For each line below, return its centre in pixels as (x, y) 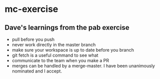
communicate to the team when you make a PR (60, 60)
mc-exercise (31, 9)
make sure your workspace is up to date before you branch (73, 50)
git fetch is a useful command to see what (55, 55)
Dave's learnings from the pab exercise (67, 28)
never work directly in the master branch (54, 45)
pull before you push (33, 39)
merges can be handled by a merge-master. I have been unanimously (83, 66)
